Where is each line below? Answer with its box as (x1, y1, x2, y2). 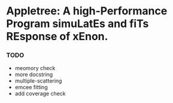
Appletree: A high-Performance (6, 4, 168, 18)
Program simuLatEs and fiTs (6, 17, 149, 31)
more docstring (14, 71, 53, 78)
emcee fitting (14, 84, 48, 91)
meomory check (14, 65, 56, 72)
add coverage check (14, 90, 66, 97)
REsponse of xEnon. (6, 30, 108, 43)
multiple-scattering (14, 77, 62, 84)
